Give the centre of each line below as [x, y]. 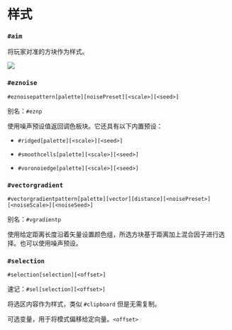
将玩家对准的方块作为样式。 [48, 52]
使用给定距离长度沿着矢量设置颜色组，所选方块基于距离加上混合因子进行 [113, 234]
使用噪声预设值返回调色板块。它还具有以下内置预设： [85, 126]
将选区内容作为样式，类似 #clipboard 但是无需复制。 [84, 304]
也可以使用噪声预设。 [51, 243]
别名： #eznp [25, 111]
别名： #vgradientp [34, 219]
